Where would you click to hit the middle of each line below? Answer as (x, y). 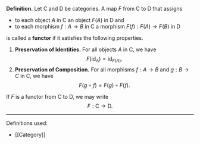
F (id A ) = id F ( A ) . (104, 60)
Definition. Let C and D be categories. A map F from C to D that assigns (94, 9)
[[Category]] (30, 134)
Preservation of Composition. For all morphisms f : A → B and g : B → (102, 69)
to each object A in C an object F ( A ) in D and (69, 20)
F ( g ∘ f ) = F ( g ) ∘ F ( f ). (104, 85)
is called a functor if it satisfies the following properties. (75, 38)
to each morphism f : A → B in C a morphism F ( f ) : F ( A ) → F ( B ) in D (97, 26)
